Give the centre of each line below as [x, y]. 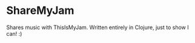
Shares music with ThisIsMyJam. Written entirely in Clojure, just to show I [97, 27]
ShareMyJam [40, 11]
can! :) [14, 33]
